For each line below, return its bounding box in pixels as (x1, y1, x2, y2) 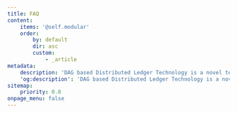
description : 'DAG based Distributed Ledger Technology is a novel (20, 69, 222, 76)
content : (7, 17, 33, 24)
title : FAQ (7, 10, 39, 18)
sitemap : (7, 82, 33, 89)
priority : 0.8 (20, 88, 61, 95)
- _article (44, 56, 78, 63)
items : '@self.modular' (20, 23, 90, 30)
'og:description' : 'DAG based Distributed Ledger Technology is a (20, 75, 219, 83)
